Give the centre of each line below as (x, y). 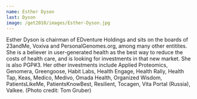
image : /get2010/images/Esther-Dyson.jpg (58, 23)
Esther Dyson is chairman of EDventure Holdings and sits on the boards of (97, 40)
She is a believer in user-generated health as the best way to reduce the (95, 52)
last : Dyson (21, 17)
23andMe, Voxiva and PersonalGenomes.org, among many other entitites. (97, 46)
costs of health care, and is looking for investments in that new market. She (99, 59)
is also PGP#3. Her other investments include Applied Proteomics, (87, 65)
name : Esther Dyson (30, 12)
